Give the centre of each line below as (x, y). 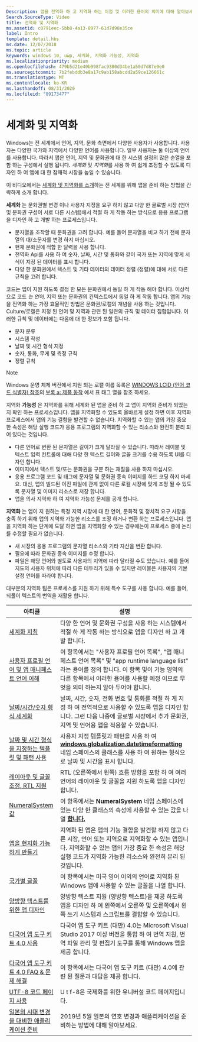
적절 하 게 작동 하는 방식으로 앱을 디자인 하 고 (119, 632)
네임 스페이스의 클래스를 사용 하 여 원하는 (114, 752)
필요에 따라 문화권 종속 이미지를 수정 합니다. (65, 553)
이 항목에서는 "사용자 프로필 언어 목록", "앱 (116, 652)
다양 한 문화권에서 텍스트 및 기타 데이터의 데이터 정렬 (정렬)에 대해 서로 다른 (101, 269)
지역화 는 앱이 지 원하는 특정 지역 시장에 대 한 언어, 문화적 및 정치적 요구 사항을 (96, 511)
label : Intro (22, 34)
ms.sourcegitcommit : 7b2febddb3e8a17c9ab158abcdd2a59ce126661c (85, 72)
